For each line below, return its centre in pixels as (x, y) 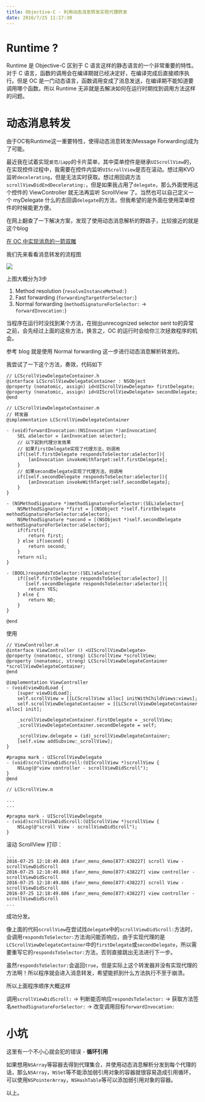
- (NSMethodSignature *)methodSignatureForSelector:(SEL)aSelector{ (95, 504)
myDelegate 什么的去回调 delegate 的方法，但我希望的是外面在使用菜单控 (104, 200)
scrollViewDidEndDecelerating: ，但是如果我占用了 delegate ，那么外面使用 (100, 185)
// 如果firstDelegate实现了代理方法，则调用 (69, 449)
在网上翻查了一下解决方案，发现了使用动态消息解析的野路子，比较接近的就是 (103, 221)
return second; (48, 547)
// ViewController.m (33, 645)
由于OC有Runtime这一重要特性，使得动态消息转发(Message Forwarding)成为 (103, 141)
